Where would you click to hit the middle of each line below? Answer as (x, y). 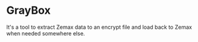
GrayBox (29, 10)
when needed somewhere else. (46, 33)
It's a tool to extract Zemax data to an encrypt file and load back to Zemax (99, 27)
